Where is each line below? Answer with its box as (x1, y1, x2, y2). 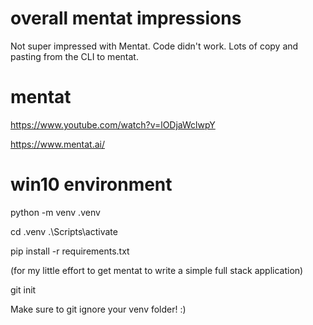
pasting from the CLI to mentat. (10, 50, 139, 62)
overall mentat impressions (10, 7, 242, 30)
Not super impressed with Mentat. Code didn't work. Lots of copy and (10, 40, 299, 52)
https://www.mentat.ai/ (10, 138, 106, 150)
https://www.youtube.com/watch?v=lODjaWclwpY (10, 118, 216, 131)
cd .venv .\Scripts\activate (10, 225, 118, 237)
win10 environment (10, 173, 173, 196)
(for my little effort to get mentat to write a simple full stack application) (10, 264, 304, 276)
